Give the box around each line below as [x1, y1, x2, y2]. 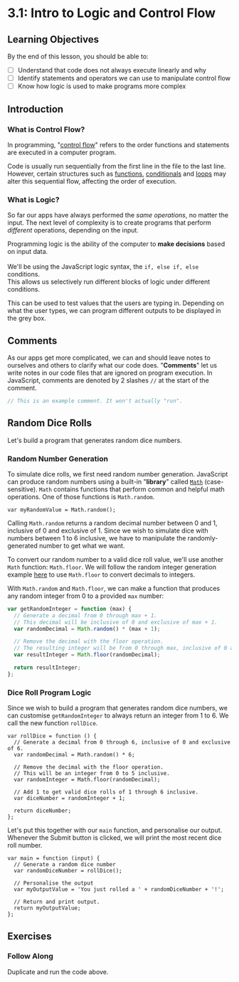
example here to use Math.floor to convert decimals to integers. [7, 570, 196, 579]
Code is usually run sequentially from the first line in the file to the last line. [7, 161, 226, 170]
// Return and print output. [14, 898, 100, 906]
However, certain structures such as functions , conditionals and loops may [7, 169, 226, 178]
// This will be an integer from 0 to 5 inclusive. [14, 770, 171, 777]
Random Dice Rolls [7, 417, 92, 429]
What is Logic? [7, 194, 60, 204]
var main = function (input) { [7, 855, 100, 862]
